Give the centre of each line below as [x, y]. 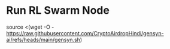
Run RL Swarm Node [58, 10]
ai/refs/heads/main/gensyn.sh [43, 39]
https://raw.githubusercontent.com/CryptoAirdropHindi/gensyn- [85, 33]
